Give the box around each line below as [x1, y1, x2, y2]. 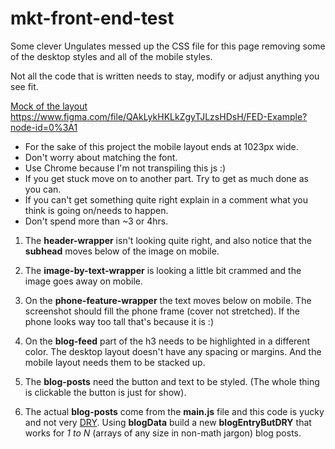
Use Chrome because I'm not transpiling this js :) [24, 162, 227, 174]
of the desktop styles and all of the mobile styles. [10, 50, 213, 62]
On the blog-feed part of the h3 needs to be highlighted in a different [24, 335, 311, 347]
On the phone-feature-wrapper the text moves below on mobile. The [24, 294, 312, 306]
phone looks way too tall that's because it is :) [24, 315, 215, 327]
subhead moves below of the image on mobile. [24, 245, 220, 257]
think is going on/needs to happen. [24, 204, 169, 216]
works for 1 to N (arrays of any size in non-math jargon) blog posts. [24, 427, 302, 439]
